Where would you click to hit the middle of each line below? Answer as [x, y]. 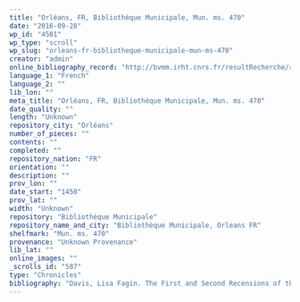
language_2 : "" [37, 84]
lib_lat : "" [31, 250]
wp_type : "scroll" [43, 42]
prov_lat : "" [33, 201]
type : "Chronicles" [46, 275]
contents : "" [33, 142]
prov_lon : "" [33, 184]
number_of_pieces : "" [50, 134]
